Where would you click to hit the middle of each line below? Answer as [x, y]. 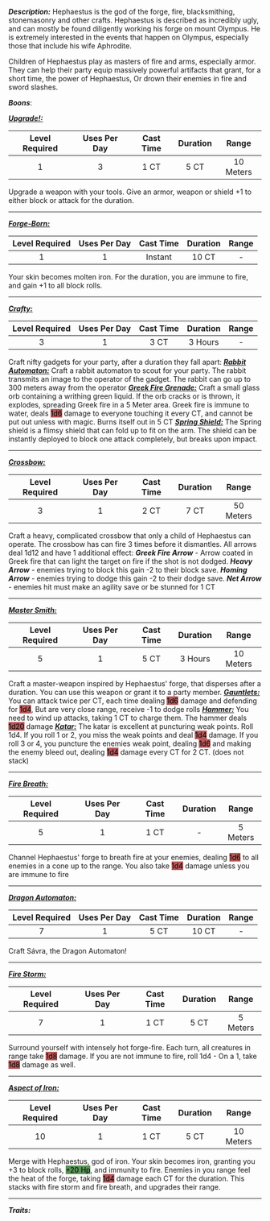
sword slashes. [33, 87]
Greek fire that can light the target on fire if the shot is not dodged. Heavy [131, 561]
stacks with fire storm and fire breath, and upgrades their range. [115, 1187]
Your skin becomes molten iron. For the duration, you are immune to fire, [129, 277]
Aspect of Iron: [34, 1088]
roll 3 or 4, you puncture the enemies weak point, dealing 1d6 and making [130, 743]
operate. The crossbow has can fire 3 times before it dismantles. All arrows [133, 544]
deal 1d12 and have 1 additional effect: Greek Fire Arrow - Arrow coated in [131, 553]
